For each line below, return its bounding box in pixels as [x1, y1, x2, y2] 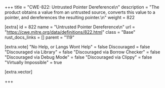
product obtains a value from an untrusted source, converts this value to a [4, 9, 156, 15]
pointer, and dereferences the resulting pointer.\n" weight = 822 [4, 15, 135, 20]
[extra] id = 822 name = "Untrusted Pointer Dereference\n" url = [4, 24, 135, 30]
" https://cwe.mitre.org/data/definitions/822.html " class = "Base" [4, 29, 136, 35]
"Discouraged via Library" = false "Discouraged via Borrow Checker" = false [4, 49, 161, 55]
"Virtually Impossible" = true [4, 60, 62, 65]
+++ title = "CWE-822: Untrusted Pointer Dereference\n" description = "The [4, 4, 160, 10]
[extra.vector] [4, 69, 33, 75]
